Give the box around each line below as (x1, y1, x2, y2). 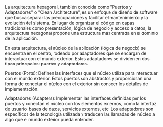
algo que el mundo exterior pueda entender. (5, 117, 94, 122)
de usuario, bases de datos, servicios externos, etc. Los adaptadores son (5, 106, 154, 112)
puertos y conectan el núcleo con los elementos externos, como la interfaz (5, 101, 157, 106)
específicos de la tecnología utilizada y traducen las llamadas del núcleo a (5, 111, 155, 117)
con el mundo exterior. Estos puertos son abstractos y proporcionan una (5, 76, 152, 81)
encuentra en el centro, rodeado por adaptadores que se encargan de (5, 50, 147, 56)
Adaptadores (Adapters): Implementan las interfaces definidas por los (5, 95, 146, 101)
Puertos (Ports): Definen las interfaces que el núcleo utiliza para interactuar (5, 70, 158, 76)
